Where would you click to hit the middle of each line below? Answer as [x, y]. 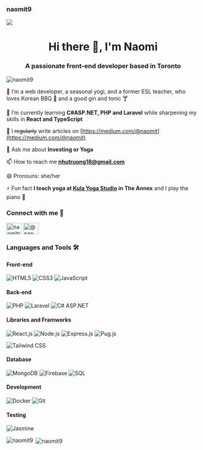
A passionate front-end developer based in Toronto [103, 66]
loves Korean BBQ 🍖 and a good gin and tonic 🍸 [67, 98]
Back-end [19, 292]
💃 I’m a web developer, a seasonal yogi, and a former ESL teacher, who [96, 91]
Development [24, 387]
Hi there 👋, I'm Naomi [103, 47]
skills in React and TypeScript [44, 119]
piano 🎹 [16, 197]
